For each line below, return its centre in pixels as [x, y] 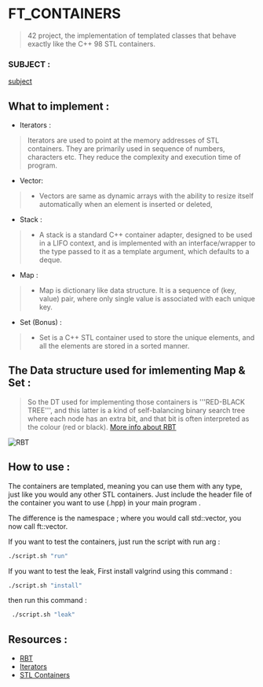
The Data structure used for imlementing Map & [127, 371]
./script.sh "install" [45, 585]
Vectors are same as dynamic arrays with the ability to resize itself [146, 196]
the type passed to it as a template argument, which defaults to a [144, 252]
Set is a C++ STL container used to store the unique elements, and [147, 338]
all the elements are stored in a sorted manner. [114, 346]
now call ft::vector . [38, 526]
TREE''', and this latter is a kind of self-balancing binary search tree [136, 410]
